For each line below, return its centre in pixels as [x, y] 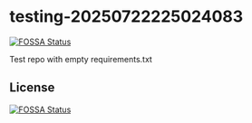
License [32, 88]
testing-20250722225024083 [126, 17]
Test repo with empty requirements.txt [81, 59]
